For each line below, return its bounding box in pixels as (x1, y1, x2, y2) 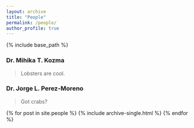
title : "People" (6, 14, 46, 20)
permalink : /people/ (6, 20, 57, 25)
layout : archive (6, 8, 46, 15)
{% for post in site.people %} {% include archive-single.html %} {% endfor (6, 109, 188, 116)
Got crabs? (20, 98, 48, 105)
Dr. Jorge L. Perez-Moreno (6, 84, 84, 92)
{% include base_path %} (6, 41, 69, 49)
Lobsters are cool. (20, 69, 65, 77)
